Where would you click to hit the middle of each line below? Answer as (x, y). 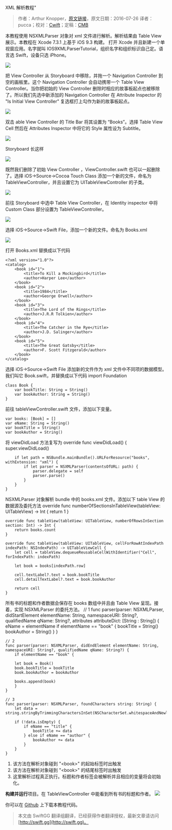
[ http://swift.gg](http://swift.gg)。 (53, 822)
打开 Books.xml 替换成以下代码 (38, 250)
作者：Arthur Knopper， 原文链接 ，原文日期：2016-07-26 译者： (85, 19)
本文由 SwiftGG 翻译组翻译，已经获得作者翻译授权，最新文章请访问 (88, 816)
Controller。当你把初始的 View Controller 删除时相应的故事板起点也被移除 (83, 88)
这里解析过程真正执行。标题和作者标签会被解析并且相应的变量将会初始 (87, 777)
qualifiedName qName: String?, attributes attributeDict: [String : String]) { (82, 621)
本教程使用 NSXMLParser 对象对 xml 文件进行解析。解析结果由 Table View (83, 36)
